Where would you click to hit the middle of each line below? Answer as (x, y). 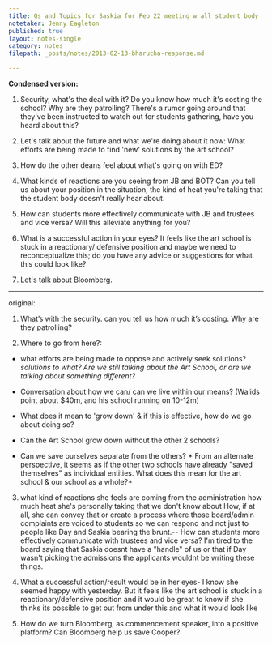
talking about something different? (78, 376)
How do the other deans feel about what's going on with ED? (121, 165)
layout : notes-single (45, 38)
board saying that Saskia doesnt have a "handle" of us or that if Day (133, 549)
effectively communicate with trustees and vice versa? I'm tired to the (136, 540)
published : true (36, 31)
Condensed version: (43, 83)
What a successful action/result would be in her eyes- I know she (129, 582)
